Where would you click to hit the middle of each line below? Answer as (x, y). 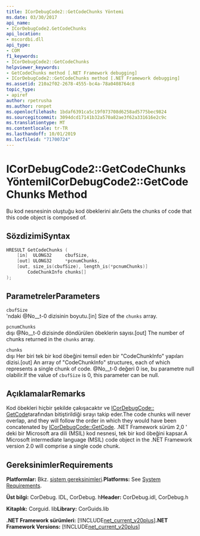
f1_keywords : (22, 56)
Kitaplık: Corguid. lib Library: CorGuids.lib (58, 509)
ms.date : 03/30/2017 (32, 17)
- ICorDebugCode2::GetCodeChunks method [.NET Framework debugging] (93, 78)
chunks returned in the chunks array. (51, 339)
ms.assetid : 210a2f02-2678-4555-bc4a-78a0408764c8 (70, 84)
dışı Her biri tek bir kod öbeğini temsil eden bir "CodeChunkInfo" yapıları (95, 356)
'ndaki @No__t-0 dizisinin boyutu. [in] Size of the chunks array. (82, 316)
